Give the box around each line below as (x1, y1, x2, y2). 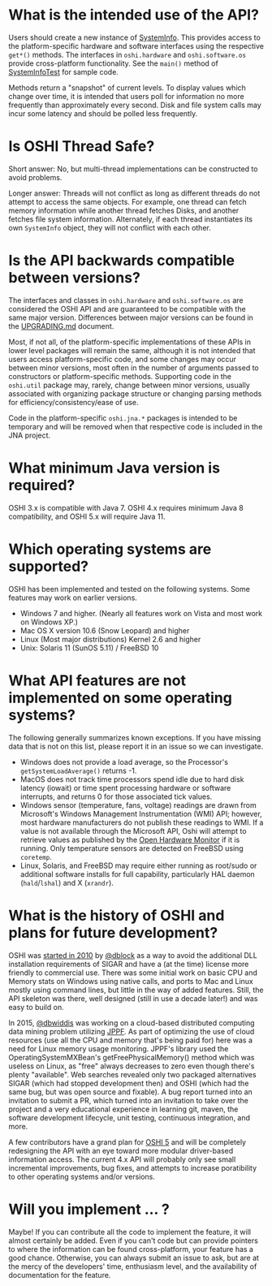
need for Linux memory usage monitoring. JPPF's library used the (8, 1043, 229, 1053)
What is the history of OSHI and (8, 906, 225, 925)
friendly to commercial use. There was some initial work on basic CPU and (8, 968, 257, 977)
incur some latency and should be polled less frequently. (8, 108, 198, 119)
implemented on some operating (8, 688, 233, 707)
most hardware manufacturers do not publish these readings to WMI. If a (19, 818, 264, 827)
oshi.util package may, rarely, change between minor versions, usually (8, 380, 250, 390)
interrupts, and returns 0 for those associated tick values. (19, 792, 213, 801)
